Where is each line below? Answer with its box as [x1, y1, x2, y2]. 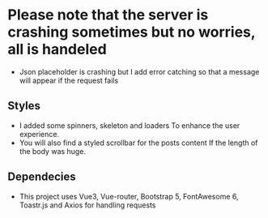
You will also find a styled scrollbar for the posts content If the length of [19, 138, 258, 147]
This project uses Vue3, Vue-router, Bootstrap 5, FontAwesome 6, [19, 191, 240, 201]
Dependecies [7, 170, 76, 184]
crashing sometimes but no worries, [7, 23, 256, 41]
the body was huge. [19, 146, 87, 156]
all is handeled [7, 41, 107, 58]
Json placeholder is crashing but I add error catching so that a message [19, 66, 260, 76]
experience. [19, 129, 60, 139]
